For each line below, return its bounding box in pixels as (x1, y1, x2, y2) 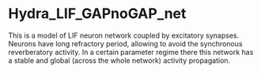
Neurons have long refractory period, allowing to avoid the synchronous (8, 38, 243, 48)
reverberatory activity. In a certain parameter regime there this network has (8, 47, 254, 57)
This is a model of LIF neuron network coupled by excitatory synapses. (8, 31, 240, 40)
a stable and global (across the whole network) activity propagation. (8, 56, 231, 65)
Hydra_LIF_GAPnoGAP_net (8, 5, 187, 23)
